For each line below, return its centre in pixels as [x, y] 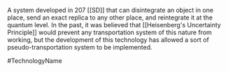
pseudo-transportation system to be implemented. [80, 47]
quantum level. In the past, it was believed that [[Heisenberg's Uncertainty [114, 25]
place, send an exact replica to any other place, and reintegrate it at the [110, 17]
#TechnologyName [35, 61]
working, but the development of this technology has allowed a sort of [108, 40]
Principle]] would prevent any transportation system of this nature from [109, 32]
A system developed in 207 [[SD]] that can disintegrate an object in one [111, 10]
